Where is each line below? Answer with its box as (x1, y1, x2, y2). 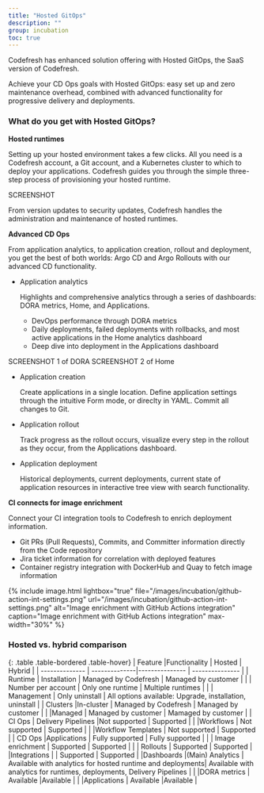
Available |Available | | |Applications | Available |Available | (8, 775, 198, 785)
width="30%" (8, 619, 54, 629)
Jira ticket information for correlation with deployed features (19, 554, 216, 563)
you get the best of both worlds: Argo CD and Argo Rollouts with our (8, 253, 231, 262)
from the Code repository (19, 545, 103, 555)
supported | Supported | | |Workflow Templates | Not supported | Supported (8, 725, 256, 734)
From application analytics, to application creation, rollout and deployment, (8, 244, 251, 254)
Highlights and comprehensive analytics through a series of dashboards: (19, 292, 257, 301)
